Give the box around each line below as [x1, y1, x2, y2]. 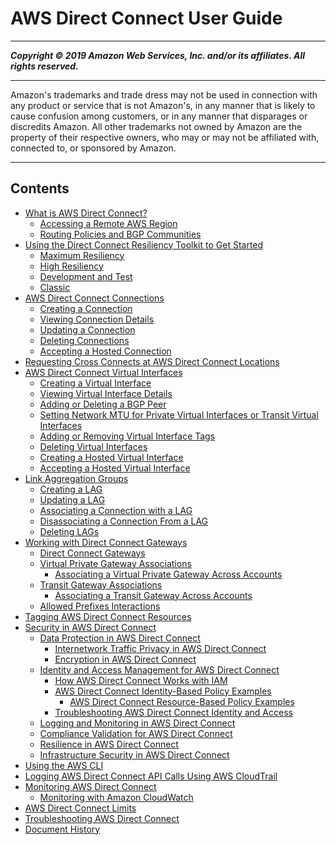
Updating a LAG [39, 493, 106, 506]
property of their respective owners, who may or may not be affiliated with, [10, 131, 320, 143]
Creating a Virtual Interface [39, 377, 152, 389]
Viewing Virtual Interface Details [39, 387, 173, 399]
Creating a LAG [39, 483, 103, 495]
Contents [10, 180, 70, 197]
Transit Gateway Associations [39, 578, 163, 591]
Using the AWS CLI [24, 759, 104, 771]
